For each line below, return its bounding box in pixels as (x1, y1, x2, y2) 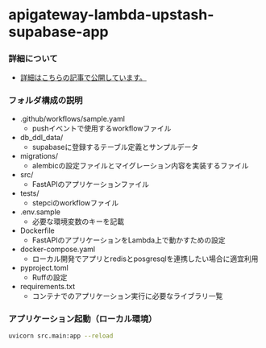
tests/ (19, 188, 39, 198)
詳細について (8, 53, 58, 64)
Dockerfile (19, 226, 55, 235)
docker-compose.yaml (19, 244, 95, 254)
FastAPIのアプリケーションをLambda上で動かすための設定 (31, 235, 226, 245)
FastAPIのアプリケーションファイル (31, 179, 150, 188)
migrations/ (19, 151, 59, 160)
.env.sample (19, 207, 60, 217)
